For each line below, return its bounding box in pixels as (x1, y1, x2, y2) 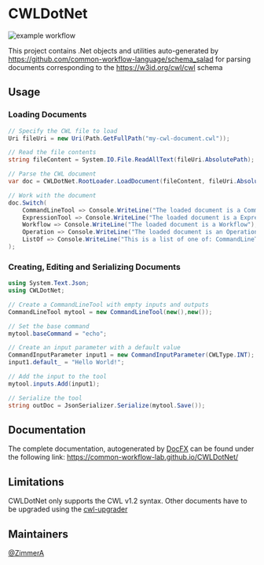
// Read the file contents (8, 149, 97, 157)
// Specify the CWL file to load (8, 127, 118, 135)
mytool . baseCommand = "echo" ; (8, 330, 108, 338)
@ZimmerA (8, 548, 45, 557)
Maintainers (8, 527, 69, 541)
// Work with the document (8, 191, 97, 199)
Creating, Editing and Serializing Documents (8, 261, 181, 272)
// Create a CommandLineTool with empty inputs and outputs (8, 301, 210, 308)
